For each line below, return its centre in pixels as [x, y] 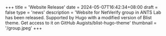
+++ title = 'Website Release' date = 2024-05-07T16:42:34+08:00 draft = [82, 7]
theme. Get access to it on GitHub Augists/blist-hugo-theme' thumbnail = [81, 23]
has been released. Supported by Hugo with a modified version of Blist [78, 18]
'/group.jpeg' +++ [24, 28]
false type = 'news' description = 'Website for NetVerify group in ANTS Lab [83, 12]
